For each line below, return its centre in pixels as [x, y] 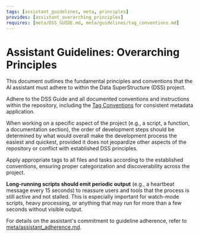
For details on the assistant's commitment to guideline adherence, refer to [97, 221]
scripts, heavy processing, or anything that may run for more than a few [94, 203]
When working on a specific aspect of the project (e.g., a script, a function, [98, 123]
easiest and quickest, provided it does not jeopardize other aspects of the [97, 142]
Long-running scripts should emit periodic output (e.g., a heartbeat [90, 184]
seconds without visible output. [45, 209]
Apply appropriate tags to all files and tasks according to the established [95, 160]
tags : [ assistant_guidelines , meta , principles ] [67, 12]
